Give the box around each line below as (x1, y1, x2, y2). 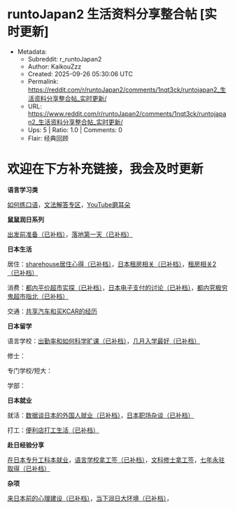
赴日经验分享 (7, 440, 44, 449)
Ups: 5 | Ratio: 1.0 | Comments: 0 (27, 125, 122, 134)
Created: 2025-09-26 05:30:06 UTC (27, 69, 133, 78)
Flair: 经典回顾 (27, 134, 69, 142)
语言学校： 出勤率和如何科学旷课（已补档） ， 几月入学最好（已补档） (7, 336, 201, 345)
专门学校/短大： (7, 366, 53, 375)
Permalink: (27, 77, 59, 85)
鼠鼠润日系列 (7, 215, 44, 224)
